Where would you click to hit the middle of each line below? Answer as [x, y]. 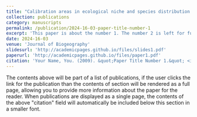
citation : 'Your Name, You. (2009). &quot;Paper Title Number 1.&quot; [95, 61]
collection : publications [38, 17]
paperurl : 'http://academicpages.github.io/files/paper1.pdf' [84, 55]
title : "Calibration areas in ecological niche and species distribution [98, 11]
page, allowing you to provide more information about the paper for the [92, 90]
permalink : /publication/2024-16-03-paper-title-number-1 [78, 28]
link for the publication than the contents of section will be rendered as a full [98, 83]
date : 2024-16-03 [27, 39]
